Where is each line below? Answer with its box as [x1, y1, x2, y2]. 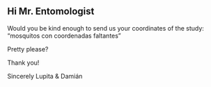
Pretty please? [7, 45, 49, 53]
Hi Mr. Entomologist [7, 6, 95, 17]
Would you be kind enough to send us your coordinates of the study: [7, 24, 204, 32]
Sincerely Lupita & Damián [7, 72, 83, 80]
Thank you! [7, 58, 40, 67]
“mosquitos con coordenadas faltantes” [7, 31, 122, 40]
